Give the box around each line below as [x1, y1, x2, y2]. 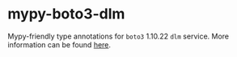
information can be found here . [7, 39, 111, 49]
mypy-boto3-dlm [7, 5, 125, 23]
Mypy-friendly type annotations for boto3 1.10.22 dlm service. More [7, 31, 230, 41]
